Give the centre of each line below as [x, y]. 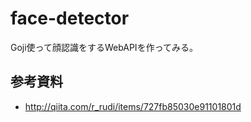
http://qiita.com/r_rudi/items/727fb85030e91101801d [133, 106]
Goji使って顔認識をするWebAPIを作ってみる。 [104, 47]
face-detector [70, 18]
